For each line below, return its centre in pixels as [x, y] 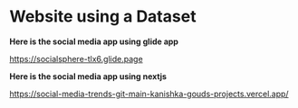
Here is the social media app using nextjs [88, 76]
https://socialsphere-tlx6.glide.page [76, 58]
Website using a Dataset [103, 17]
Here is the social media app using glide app [94, 41]
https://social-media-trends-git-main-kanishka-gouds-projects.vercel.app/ [149, 94]
